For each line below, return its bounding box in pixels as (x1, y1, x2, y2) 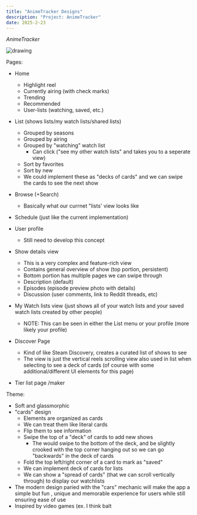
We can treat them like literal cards (23, 421, 108, 428)
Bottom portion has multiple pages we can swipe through (23, 272, 162, 279)
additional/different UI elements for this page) (23, 368, 134, 375)
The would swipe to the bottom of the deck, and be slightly (32, 440, 175, 447)
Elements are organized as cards (23, 415, 103, 422)
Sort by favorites (23, 160, 64, 168)
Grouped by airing (23, 136, 68, 143)
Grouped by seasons (23, 129, 75, 136)
